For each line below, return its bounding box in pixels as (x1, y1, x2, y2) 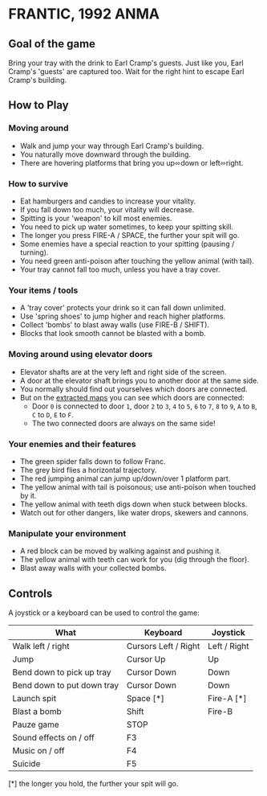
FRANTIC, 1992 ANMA (8, 5, 160, 23)
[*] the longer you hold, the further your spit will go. (8, 778, 179, 788)
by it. (19, 490, 37, 500)
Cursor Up (127, 653, 166, 664)
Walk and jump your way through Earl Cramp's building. (19, 141, 204, 150)
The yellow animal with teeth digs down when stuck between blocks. (19, 499, 248, 509)
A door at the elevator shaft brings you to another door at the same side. (19, 375, 259, 385)
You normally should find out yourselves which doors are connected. (19, 384, 248, 394)
